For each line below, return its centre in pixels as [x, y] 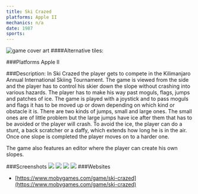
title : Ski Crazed [29, 12]
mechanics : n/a [25, 23]
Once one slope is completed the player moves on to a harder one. [88, 136]
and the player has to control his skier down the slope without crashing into [98, 86]
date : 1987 [20, 28]
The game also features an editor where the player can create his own [92, 148]
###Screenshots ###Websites [58, 167]
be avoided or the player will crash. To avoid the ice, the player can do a [94, 124]
